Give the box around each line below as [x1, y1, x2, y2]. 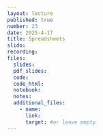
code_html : [13, 80, 44, 87]
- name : [19, 106, 41, 113]
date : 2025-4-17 [7, 29, 53, 36]
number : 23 [7, 23, 38, 30]
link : [25, 112, 41, 119]
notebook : [13, 87, 41, 93]
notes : [13, 93, 32, 100]
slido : [7, 42, 26, 49]
